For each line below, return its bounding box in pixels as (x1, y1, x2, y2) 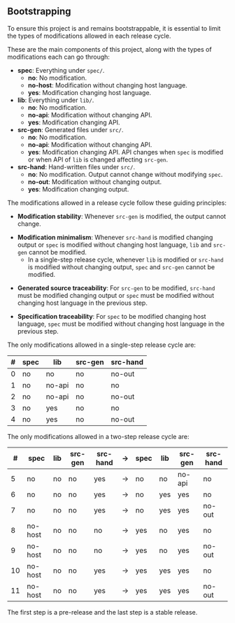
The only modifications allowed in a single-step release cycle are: (7, 341, 196, 349)
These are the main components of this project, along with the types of (7, 45, 212, 53)
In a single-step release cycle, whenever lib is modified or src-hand (27, 255, 224, 264)
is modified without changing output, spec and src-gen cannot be (27, 262, 215, 271)
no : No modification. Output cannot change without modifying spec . (27, 170, 223, 178)
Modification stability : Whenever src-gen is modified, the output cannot (17, 212, 226, 220)
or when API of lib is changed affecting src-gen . (27, 155, 169, 164)
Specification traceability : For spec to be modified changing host (17, 312, 206, 320)
